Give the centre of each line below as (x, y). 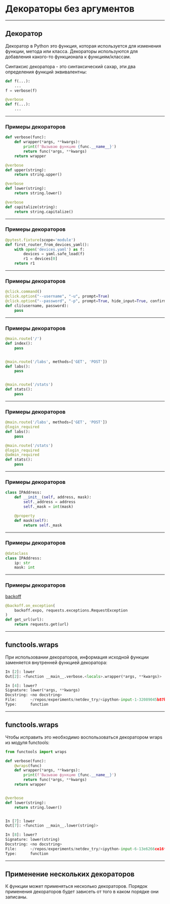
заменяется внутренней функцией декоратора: (56, 662)
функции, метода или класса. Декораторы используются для (72, 51)
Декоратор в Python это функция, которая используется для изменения (83, 46)
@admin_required (22, 455)
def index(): (19, 343)
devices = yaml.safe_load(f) (54, 254)
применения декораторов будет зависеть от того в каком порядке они (82, 892)
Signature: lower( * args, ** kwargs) (43, 690)
